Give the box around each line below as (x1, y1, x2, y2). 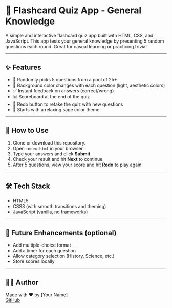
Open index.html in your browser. (12, 145, 84, 151)
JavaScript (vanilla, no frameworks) (12, 209, 88, 215)
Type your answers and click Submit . (12, 151, 92, 157)
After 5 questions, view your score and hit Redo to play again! (12, 161, 143, 168)
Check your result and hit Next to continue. (12, 156, 104, 162)
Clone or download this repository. (12, 139, 86, 146)
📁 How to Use (5, 126, 49, 135)
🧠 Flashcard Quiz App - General (5, 5, 142, 16)
